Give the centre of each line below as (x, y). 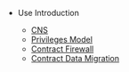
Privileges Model (62, 40)
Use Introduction (48, 13)
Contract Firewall (62, 49)
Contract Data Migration (75, 58)
